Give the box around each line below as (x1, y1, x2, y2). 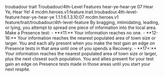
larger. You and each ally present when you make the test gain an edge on (5, 40, 155, 46)
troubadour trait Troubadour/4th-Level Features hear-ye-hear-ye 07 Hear (5, 4, 154, 9)
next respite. (5, 66, 30, 72)
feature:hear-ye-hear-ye (5, 14, 55, 20)
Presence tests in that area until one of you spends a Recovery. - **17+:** (5, 46, 157, 51)
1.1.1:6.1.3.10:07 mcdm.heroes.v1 (55, 14, 119, 20)
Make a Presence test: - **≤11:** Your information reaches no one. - (5, 30, 145, 35)
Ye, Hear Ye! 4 (5, 9, 34, 15)
